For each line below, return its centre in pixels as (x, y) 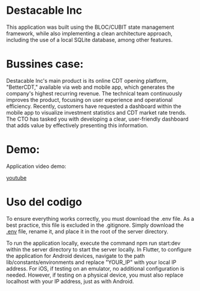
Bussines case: (45, 64)
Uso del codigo (44, 202)
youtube (16, 178)
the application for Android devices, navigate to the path (76, 256)
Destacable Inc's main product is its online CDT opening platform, (87, 80)
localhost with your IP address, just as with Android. (70, 281)
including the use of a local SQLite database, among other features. (90, 40)
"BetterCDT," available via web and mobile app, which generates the (90, 87)
